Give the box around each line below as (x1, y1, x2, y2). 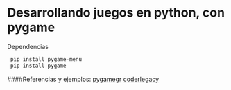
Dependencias (7, 42, 49, 51)
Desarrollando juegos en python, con (7, 5, 225, 21)
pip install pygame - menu (10, 55, 82, 63)
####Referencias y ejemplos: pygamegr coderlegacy (7, 75, 160, 83)
